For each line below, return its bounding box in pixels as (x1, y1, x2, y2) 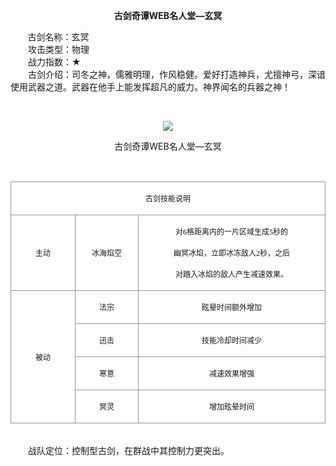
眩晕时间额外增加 (201, 303, 262, 313)
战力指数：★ (27, 56, 82, 68)
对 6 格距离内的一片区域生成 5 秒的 (174, 227, 288, 237)
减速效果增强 (208, 369, 255, 379)
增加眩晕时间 (208, 402, 255, 412)
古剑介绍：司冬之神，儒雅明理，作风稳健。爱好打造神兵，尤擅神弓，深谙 (27, 69, 326, 80)
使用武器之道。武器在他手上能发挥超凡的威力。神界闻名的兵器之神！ (10, 81, 291, 93)
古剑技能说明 (144, 194, 191, 204)
